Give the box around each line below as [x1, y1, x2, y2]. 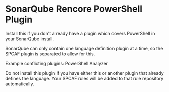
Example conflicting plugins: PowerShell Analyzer [5, 60, 108, 66]
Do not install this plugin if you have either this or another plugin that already [5, 70, 164, 76]
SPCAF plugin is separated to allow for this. [5, 51, 95, 57]
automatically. [5, 81, 34, 87]
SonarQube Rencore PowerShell [5, 3, 143, 15]
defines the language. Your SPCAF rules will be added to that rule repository [5, 75, 164, 81]
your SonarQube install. [5, 36, 54, 42]
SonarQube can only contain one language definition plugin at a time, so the [5, 45, 163, 51]
